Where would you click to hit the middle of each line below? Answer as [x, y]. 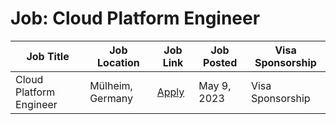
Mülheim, [111, 85]
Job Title [48, 56]
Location [118, 62]
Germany [111, 98]
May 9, [215, 85]
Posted [220, 62]
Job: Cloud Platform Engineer [135, 18]
